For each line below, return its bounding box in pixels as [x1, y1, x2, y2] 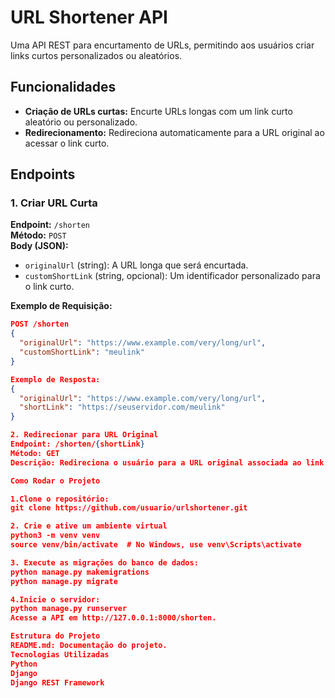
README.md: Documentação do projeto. [10, 641, 168, 651]
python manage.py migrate [10, 576, 118, 586]
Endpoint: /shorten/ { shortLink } [10, 439, 145, 450]
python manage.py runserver [10, 604, 128, 614]
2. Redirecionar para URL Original [10, 430, 159, 440]
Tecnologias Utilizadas [10, 649, 110, 660]
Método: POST [10, 229, 67, 241]
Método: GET [10, 448, 60, 458]
